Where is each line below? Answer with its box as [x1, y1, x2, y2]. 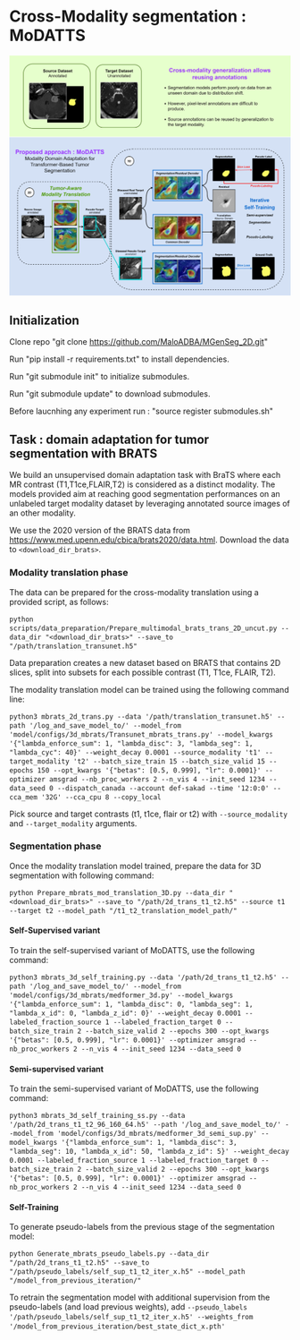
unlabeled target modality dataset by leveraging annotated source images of [9, 499, 290, 509]
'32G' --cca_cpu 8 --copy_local [41, 792, 162, 802]
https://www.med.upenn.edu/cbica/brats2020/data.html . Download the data [9, 534, 290, 545]
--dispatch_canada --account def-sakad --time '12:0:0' [56, 783, 270, 793]
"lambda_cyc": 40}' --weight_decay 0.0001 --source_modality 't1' [9, 747, 262, 757]
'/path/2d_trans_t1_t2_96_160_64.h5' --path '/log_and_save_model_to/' [9, 1121, 281, 1130]
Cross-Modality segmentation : [9, 6, 247, 27]
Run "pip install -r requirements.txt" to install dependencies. [9, 354, 229, 364]
